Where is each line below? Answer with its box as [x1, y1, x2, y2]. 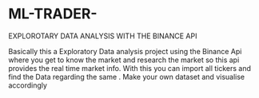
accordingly [8, 80, 48, 90]
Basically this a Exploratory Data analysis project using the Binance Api [8, 46, 242, 56]
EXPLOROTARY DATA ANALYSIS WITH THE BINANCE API [8, 31, 197, 41]
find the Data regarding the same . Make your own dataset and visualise [8, 72, 245, 81]
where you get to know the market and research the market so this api [8, 55, 240, 65]
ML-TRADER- [8, 5, 98, 23]
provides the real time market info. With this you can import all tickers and [8, 63, 252, 73]
